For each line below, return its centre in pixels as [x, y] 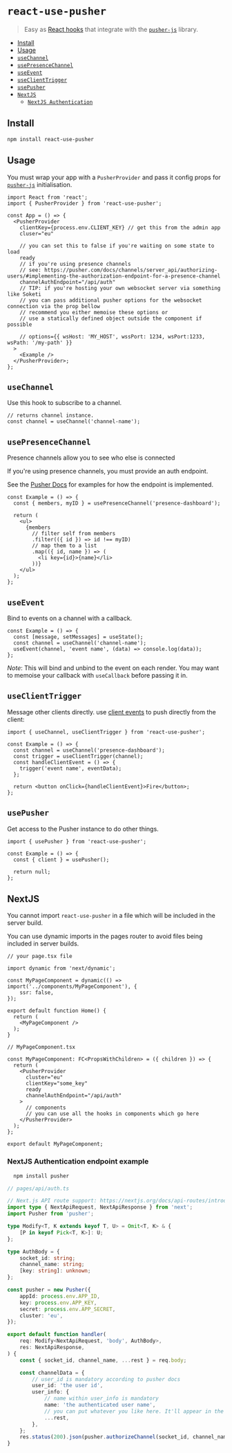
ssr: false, [37, 993]
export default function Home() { [57, 1011]
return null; [32, 872]
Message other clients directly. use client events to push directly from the [112, 712]
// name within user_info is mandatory [101, 1399]
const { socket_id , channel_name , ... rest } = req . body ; [103, 1360]
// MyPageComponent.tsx [41, 1047]
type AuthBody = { [33, 1252]
